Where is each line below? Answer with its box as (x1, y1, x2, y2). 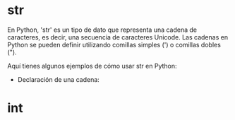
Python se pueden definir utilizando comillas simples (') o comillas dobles (7, 40, 221, 49)
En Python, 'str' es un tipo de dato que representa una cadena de (7, 25, 198, 34)
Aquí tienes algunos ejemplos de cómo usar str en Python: (7, 61, 178, 70)
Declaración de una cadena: (17, 75, 100, 83)
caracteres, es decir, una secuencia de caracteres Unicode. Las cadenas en (7, 32, 228, 41)
